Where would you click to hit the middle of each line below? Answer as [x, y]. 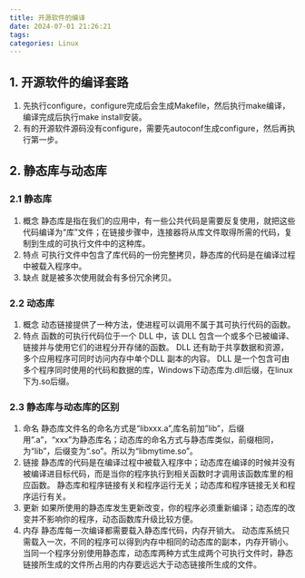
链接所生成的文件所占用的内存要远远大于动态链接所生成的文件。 [142, 564]
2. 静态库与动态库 [58, 171]
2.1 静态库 [31, 199]
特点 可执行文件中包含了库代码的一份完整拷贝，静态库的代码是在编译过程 [159, 254]
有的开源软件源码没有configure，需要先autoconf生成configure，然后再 [155, 129]
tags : [20, 34]
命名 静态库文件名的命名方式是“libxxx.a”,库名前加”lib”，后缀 [133, 428]
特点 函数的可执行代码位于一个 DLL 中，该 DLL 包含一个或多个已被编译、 [158, 336]
